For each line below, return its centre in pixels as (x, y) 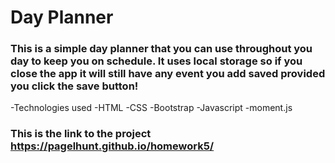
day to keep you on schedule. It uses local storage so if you (156, 61)
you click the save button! (74, 86)
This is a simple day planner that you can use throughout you (161, 49)
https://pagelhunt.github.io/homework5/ (112, 146)
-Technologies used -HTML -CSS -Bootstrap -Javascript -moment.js (151, 108)
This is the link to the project (81, 134)
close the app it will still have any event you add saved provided (168, 74)
